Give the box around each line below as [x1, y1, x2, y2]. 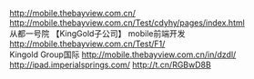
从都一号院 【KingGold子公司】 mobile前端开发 [9, 28, 186, 39]
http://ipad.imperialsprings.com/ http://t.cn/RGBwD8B [9, 59, 211, 70]
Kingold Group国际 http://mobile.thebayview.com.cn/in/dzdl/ [9, 49, 237, 60]
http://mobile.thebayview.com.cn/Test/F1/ [9, 38, 166, 49]
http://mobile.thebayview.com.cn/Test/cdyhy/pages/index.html [9, 17, 246, 28]
